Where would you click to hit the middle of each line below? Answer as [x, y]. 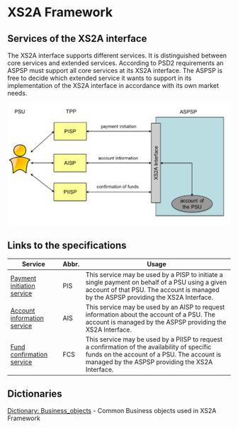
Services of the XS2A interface [77, 39]
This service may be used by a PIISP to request [154, 339]
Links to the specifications [67, 245]
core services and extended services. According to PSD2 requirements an [116, 63]
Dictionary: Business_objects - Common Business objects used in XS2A [112, 411]
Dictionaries [35, 394]
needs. [17, 93]
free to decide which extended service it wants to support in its [100, 78]
